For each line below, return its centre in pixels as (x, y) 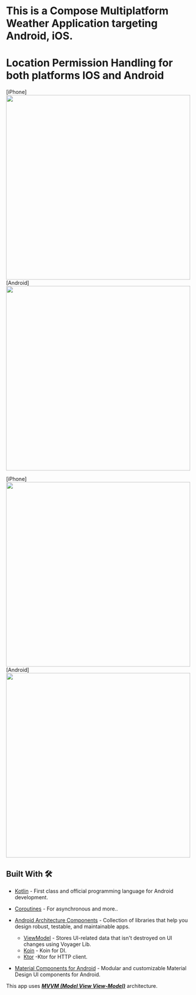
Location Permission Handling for (89, 63)
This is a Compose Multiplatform (87, 11)
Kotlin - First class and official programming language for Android (94, 891)
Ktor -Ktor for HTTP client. (55, 957)
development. (31, 897)
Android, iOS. (40, 36)
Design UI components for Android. (58, 974)
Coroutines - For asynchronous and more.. (66, 909)
